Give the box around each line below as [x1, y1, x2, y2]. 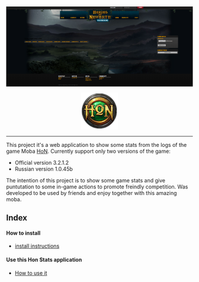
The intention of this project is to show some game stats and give [6, 177, 166, 184]
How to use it [14, 269, 47, 276]
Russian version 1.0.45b [14, 165, 73, 172]
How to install [6, 229, 41, 236]
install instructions [14, 242, 60, 249]
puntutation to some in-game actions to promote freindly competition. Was [6, 183, 188, 190]
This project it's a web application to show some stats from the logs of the [6, 141, 187, 148]
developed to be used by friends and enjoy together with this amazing [6, 189, 177, 196]
